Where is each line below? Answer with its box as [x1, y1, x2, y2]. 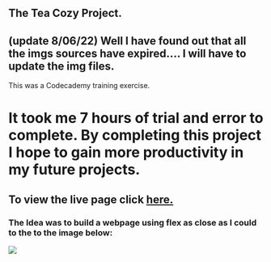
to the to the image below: [8, 226, 113, 238]
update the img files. [8, 59, 115, 73]
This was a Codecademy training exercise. [8, 81, 150, 91]
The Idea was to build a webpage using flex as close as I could [8, 217, 257, 228]
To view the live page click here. [8, 192, 174, 206]
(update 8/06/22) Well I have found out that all [8, 34, 247, 48]
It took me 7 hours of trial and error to [8, 109, 264, 128]
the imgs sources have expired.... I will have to [8, 46, 247, 60]
